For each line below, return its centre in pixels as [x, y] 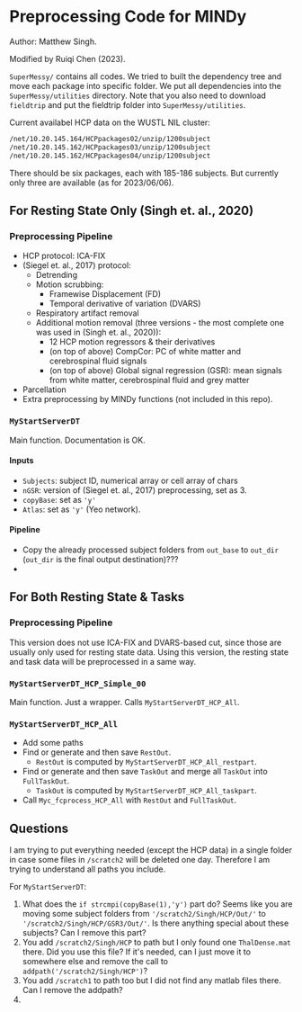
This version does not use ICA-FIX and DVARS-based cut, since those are [146, 642]
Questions [39, 828]
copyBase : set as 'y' [59, 499]
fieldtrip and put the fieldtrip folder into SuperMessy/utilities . [128, 104]
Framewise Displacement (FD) [105, 294]
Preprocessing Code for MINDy [128, 17]
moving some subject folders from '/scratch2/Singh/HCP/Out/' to [144, 914]
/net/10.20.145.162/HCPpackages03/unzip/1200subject [110, 147]
